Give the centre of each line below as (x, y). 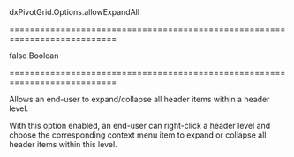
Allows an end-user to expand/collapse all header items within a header (139, 99)
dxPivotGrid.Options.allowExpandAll (74, 12)
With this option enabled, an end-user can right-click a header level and (140, 126)
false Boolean (34, 56)
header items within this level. (63, 144)
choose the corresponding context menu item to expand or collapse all (138, 135)
